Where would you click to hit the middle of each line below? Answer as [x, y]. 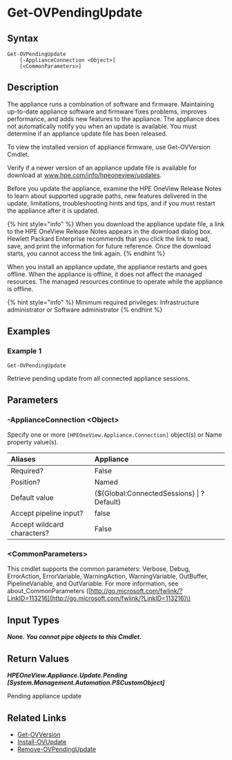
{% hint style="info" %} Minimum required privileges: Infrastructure [103, 302]
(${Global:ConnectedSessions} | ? [149, 494]
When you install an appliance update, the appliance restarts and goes [107, 266]
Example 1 [25, 351]
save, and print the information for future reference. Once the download [109, 246]
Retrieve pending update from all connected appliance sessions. [98, 378]
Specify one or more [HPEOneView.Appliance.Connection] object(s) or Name [115, 435]
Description [33, 88]
